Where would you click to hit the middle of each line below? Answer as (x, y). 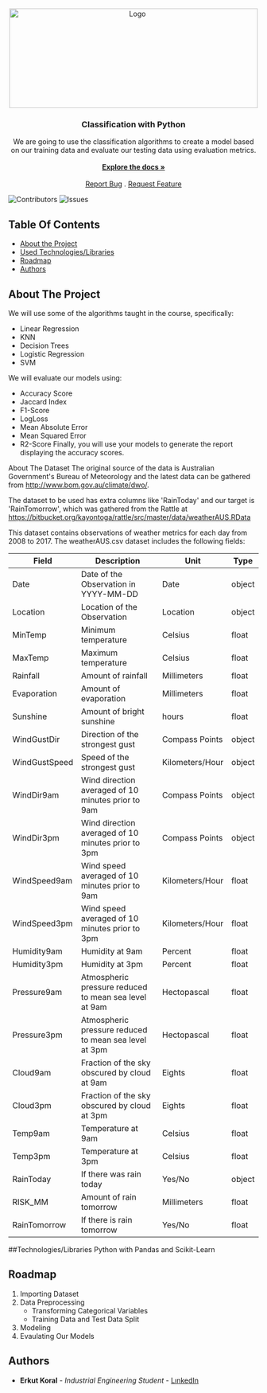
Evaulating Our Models (57, 1336)
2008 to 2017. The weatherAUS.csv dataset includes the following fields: (127, 540)
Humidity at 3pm (112, 964)
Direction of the (110, 734)
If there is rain (106, 1219)
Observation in (108, 583)
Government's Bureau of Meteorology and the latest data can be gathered (130, 476)
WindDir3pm (36, 837)
